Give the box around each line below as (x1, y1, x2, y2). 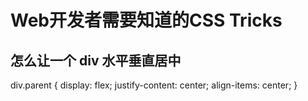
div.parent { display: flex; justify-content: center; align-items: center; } (10, 79, 298, 91)
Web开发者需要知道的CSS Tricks (10, 9, 283, 32)
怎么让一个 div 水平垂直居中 (10, 52, 182, 69)
